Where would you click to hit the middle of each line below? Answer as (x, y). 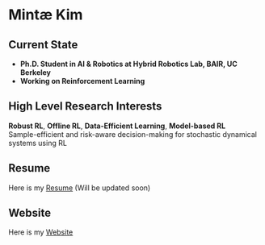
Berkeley (35, 73)
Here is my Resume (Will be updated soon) (80, 188)
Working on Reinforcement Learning (82, 81)
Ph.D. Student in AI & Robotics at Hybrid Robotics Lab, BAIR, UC (129, 64)
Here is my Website (41, 232)
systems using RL (38, 143)
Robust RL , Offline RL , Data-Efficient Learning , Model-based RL (117, 126)
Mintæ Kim (46, 15)
